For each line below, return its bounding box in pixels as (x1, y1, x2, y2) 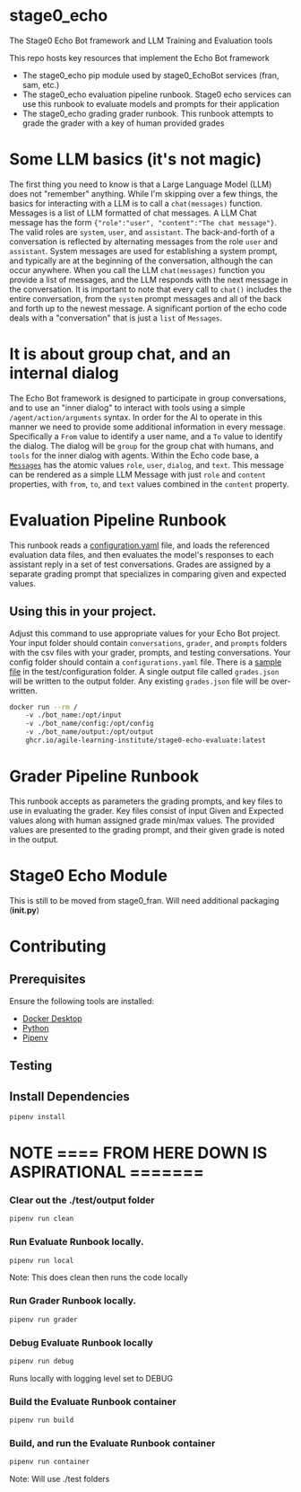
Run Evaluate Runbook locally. (9, 1236, 144, 1249)
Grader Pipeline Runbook (9, 766, 200, 787)
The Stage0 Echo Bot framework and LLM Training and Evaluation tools (9, 35, 273, 46)
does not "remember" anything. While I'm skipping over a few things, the (9, 188, 278, 199)
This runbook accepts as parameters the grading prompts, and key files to (9, 796, 283, 807)
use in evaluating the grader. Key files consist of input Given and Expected (9, 805, 284, 816)
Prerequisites (9, 972, 86, 987)
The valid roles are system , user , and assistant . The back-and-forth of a (9, 226, 275, 237)
